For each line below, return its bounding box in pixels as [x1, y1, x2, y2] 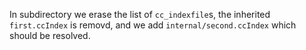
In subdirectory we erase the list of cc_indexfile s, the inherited [9, 9, 271, 20]
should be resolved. [9, 30, 91, 41]
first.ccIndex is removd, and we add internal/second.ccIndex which [9, 19, 297, 31]
